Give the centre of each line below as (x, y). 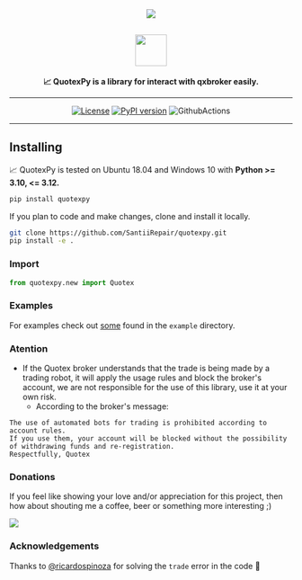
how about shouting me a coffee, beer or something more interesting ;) (141, 506)
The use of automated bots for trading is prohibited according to (138, 423)
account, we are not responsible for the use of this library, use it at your (155, 388)
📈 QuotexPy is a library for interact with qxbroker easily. (151, 81)
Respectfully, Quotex (50, 455)
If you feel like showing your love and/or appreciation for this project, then (146, 496)
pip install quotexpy (50, 199)
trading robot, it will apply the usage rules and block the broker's (142, 378)
